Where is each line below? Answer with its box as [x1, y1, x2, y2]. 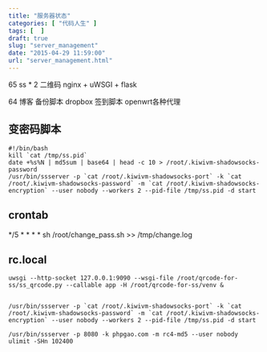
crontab [8, 208, 49, 222]
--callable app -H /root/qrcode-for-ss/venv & [65, 281, 225, 289]
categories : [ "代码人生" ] [8, 19, 98, 27]
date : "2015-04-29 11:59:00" [8, 49, 106, 57]
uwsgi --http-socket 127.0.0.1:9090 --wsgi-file [8, 274, 174, 282]
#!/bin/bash [8, 144, 48, 153]
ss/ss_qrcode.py [8, 281, 63, 289]
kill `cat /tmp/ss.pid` [8, 151, 88, 159]
